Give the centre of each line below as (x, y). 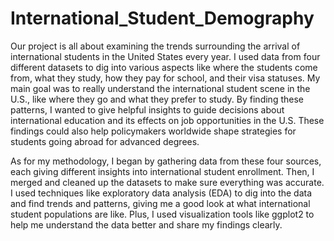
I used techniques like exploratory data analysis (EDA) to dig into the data (161, 193)
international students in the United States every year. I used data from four (165, 56)
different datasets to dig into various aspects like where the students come (164, 67)
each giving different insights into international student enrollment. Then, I (162, 171)
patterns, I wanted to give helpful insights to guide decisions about (147, 109)
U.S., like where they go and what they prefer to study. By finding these (157, 99)
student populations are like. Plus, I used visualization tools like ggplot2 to (162, 214)
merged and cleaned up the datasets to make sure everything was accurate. (167, 182)
